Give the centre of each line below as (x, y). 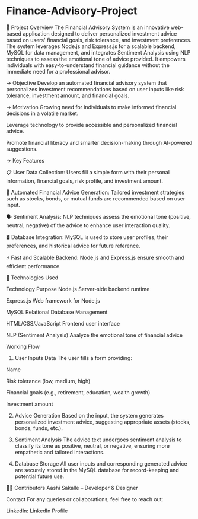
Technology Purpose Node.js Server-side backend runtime (78, 289)
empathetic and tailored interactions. (60, 452)
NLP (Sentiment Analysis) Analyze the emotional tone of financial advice (94, 335)
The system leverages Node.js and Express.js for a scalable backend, (91, 46)
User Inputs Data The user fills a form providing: (73, 358)
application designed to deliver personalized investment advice (100, 33)
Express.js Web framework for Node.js (53, 300)
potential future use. (39, 476)
